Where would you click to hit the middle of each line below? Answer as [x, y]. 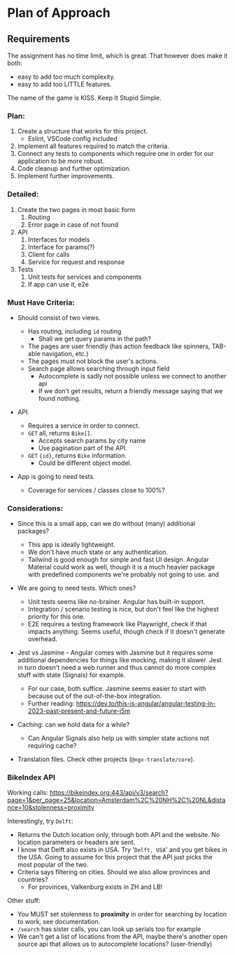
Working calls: [28, 793]
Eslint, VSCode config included [72, 139]
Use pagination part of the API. [83, 448]
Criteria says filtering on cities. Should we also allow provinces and [114, 872]
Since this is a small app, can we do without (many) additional [106, 524]
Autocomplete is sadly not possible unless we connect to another [133, 376]
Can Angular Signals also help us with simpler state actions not [119, 738]
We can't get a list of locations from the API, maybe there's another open [122, 937]
